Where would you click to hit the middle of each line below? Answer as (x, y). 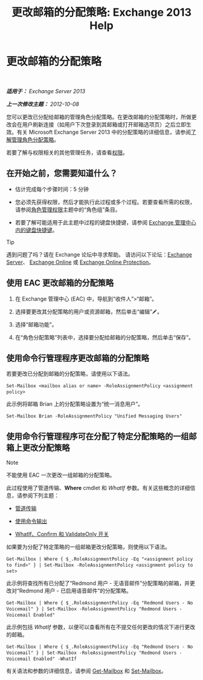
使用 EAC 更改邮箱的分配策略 (60, 283)
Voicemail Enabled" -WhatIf (42, 659)
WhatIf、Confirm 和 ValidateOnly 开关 (62, 534)
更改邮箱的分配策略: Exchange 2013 (101, 12)
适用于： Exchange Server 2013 (46, 91)
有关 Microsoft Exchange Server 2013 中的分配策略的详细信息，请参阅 (104, 132)
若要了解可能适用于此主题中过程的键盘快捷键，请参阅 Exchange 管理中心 (105, 222)
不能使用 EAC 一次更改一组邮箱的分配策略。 (61, 475)
